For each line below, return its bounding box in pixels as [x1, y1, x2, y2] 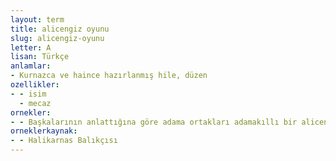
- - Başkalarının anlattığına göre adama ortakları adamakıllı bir [10, 117, 298, 127]
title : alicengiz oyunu [10, 24, 110, 34]
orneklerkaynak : [10, 126, 78, 136]
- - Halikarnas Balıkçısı [10, 136, 118, 146]
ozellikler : [10, 80, 60, 90]
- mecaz [19, 98, 52, 108]
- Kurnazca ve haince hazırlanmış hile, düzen [10, 71, 208, 81]
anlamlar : [10, 61, 52, 71]
